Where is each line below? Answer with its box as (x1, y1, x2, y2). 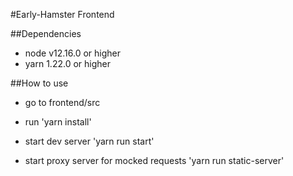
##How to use (10, 77, 69, 89)
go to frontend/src (24, 97, 101, 108)
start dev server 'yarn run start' (24, 135, 155, 147)
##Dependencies (10, 28, 82, 39)
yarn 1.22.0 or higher (24, 58, 111, 69)
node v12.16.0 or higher (24, 47, 121, 59)
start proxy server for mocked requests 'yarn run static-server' (24, 155, 285, 166)
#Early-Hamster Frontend (10, 9, 115, 20)
